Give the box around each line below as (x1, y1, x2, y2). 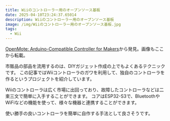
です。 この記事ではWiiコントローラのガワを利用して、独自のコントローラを (5, 69, 165, 76)
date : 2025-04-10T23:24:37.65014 (5, 12, 77, 17)
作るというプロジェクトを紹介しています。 (5, 76, 95, 82)
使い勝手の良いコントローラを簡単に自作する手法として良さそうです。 (5, 110, 153, 116)
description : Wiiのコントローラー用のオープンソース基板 (5, 17, 114, 22)
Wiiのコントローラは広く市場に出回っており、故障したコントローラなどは (5, 87, 160, 92)
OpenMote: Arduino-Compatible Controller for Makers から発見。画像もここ (5, 46, 164, 52)
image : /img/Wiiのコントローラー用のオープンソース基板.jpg (5, 21, 121, 27)
